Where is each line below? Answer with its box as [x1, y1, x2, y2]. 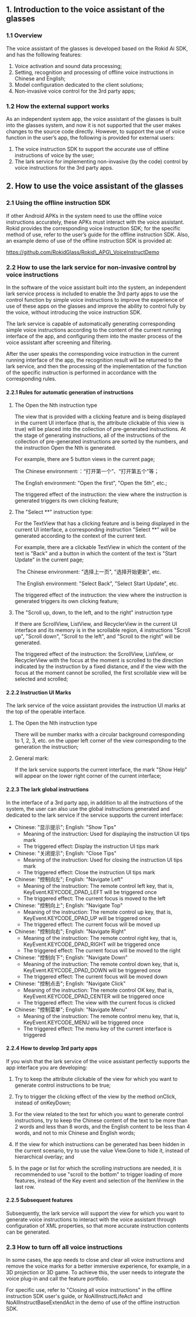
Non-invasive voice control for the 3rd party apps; [14, 87, 136, 95]
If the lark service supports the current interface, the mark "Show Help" [14, 766, 187, 773]
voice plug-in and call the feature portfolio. [6, 1275, 109, 1282]
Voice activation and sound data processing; [14, 62, 122, 69]
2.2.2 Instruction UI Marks [6, 689, 71, 696]
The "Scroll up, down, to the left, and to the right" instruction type [14, 609, 173, 616]
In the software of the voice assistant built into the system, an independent [6, 284, 186, 291]
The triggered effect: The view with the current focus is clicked [23, 999, 176, 1006]
